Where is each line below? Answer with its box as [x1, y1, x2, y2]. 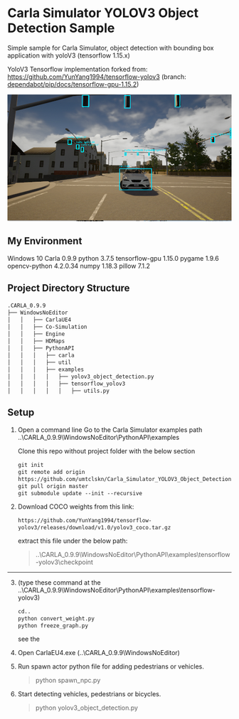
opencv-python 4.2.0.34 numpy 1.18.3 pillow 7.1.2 [7, 261, 151, 270]
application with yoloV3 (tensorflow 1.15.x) [7, 51, 130, 60]
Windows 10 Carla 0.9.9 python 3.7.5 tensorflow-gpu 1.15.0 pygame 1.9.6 [7, 254, 219, 262]
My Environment [7, 235, 83, 247]
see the [17, 634, 41, 643]
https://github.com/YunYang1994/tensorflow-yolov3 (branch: [7, 72, 186, 81]
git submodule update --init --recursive [17, 490, 142, 497]
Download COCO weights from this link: [17, 502, 134, 511]
